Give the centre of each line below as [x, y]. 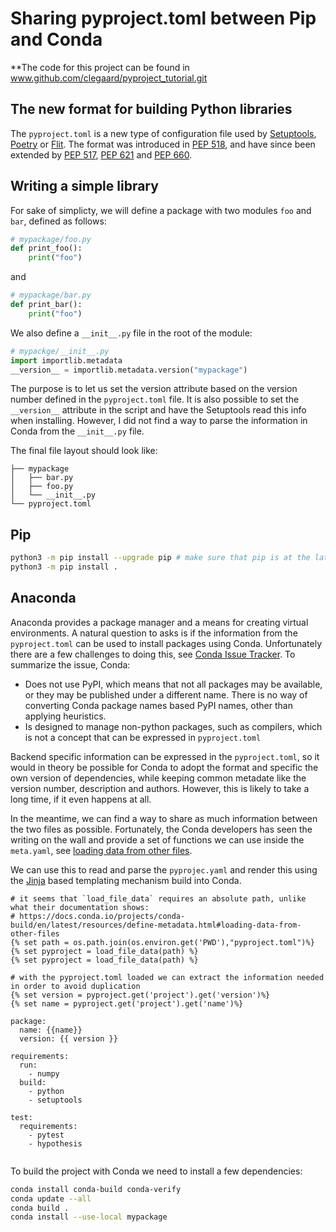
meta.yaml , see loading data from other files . [101, 850]
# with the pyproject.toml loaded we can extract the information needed [167, 977]
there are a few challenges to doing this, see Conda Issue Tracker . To [153, 654]
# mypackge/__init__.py [60, 351]
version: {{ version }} [68, 1038]
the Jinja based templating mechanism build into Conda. [126, 880]
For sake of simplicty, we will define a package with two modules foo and [161, 210]
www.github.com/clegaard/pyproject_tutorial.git [109, 78]
